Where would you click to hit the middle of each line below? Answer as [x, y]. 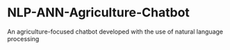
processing [23, 38]
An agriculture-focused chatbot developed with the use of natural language [115, 32]
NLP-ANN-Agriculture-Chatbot [98, 13]
